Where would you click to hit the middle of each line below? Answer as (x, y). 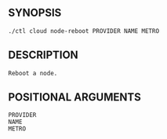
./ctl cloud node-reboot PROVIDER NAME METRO (83, 31)
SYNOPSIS (35, 13)
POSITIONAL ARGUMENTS (74, 97)
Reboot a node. (33, 73)
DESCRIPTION (43, 55)
